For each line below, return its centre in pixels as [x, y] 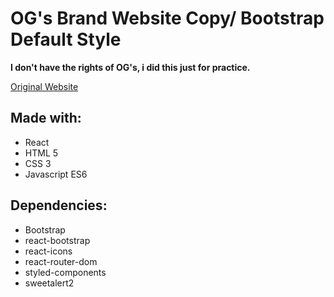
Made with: [46, 118]
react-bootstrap [57, 240]
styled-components [65, 272]
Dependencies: [59, 205]
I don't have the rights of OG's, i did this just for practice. [130, 67]
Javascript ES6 [56, 174]
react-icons [48, 251]
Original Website [44, 86]
